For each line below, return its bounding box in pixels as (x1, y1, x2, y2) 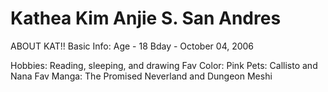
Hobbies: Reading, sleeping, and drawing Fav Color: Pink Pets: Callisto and (10, 59, 318, 71)
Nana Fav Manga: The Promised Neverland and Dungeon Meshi (10, 70, 273, 82)
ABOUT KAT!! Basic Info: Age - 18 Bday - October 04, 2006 (10, 40, 255, 52)
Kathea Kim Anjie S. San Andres (10, 7, 282, 30)
